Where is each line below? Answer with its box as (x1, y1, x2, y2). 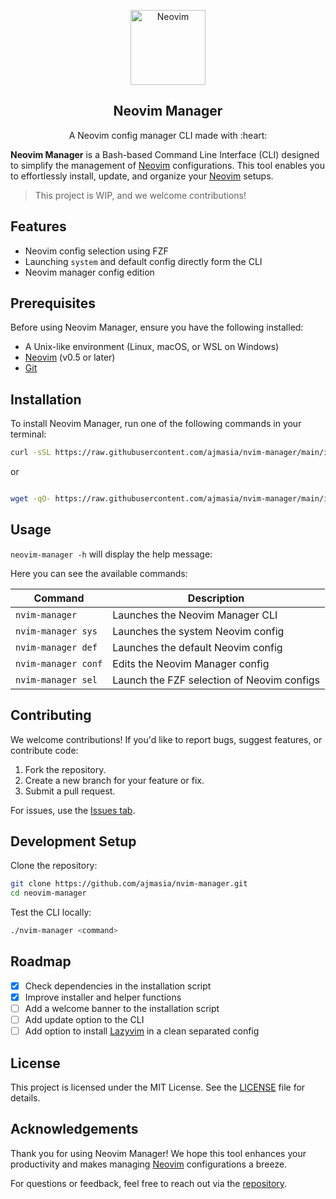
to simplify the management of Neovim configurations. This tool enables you (10, 159, 325, 171)
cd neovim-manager (10, 888, 87, 899)
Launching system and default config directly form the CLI (24, 255, 263, 267)
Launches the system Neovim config (112, 624, 285, 638)
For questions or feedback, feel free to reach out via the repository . (10, 1177, 288, 1189)
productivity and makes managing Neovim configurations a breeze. (10, 1158, 288, 1170)
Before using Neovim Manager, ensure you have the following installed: (10, 321, 304, 334)
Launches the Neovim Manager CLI (112, 608, 278, 622)
